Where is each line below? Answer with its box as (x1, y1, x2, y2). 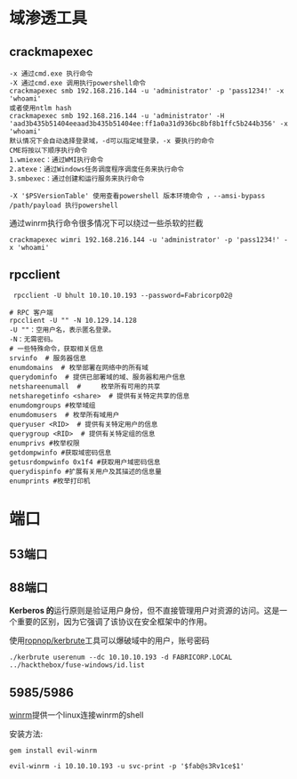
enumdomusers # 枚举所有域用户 (9, 410, 120, 419)
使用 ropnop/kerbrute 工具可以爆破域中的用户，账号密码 (9, 635, 211, 646)
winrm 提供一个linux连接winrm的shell (9, 710, 144, 720)
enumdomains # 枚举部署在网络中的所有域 (9, 363, 149, 372)
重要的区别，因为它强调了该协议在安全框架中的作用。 (16, 616, 212, 627)
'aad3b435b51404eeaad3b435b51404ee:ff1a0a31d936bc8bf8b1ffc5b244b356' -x (9, 119, 289, 128)
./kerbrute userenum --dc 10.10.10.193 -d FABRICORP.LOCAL (9, 653, 233, 663)
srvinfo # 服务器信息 (9, 353, 87, 363)
